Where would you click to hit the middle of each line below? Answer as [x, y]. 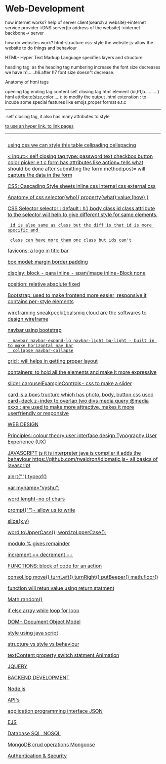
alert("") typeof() [27, 476]
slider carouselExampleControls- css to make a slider [70, 383]
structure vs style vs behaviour [43, 644]
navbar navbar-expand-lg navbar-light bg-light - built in [83, 340]
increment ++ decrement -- [40, 555]
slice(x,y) [19, 521]
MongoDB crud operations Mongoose [51, 744]
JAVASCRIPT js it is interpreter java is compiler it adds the [74, 453]
